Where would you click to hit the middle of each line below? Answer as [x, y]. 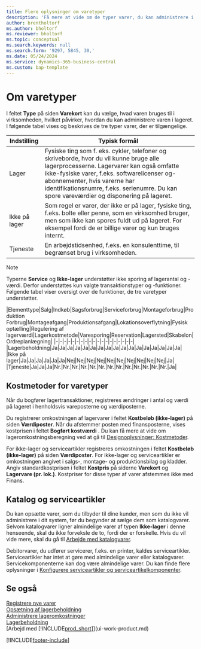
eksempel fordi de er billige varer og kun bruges [112, 228]
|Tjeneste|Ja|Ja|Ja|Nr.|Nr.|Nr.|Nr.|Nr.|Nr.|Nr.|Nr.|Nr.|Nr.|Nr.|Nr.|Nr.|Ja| [92, 367]
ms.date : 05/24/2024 [32, 56]
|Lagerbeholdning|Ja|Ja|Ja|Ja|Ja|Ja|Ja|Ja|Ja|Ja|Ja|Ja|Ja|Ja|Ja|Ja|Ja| [94, 348]
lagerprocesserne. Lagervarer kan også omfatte [112, 166]
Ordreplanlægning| [29, 342]
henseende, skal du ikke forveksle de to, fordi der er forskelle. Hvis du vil [96, 532]
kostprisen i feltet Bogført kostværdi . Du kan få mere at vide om [86, 431]
